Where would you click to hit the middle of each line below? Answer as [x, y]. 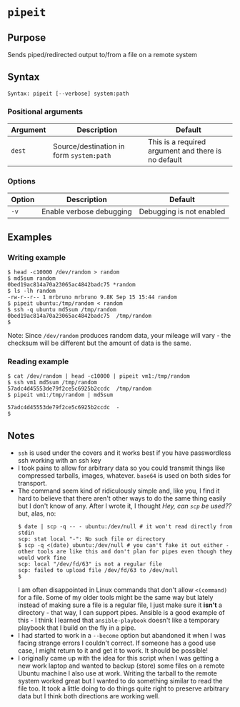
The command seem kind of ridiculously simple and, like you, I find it [119, 491]
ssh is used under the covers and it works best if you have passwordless [124, 453]
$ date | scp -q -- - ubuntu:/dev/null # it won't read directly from [125, 527]
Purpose [27, 37]
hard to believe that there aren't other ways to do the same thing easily [122, 498]
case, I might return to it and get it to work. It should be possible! [113, 651]
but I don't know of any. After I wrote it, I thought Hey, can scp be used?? [125, 506]
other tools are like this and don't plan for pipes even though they [125, 552]
